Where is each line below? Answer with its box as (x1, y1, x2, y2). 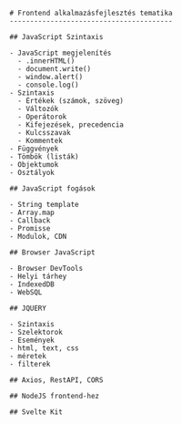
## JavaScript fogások (9, 184, 96, 193)
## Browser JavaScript (9, 248, 96, 257)
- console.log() (17, 80, 79, 89)
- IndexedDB (9, 280, 55, 289)
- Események (9, 336, 55, 345)
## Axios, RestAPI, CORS (9, 376, 104, 385)
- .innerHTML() (17, 57, 76, 66)
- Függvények (9, 144, 59, 153)
